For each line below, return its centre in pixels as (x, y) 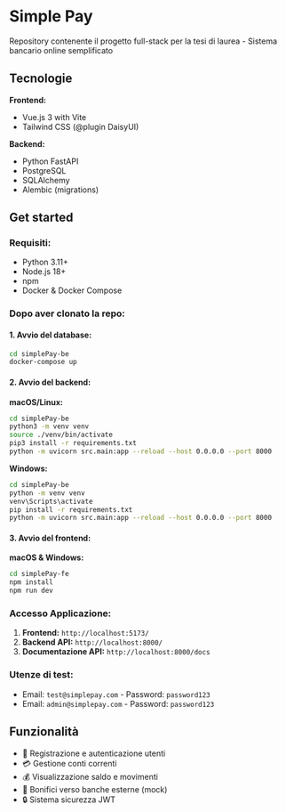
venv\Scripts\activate (51, 501)
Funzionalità (44, 732)
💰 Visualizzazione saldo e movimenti (90, 776)
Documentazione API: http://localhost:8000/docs (116, 652)
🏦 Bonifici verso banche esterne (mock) (95, 789)
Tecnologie (41, 79)
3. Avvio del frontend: (50, 538)
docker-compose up (43, 362)
